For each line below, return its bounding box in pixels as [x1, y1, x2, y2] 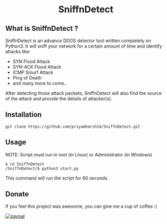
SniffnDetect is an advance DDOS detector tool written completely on [5, 37, 152, 44]
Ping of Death [12, 75, 42, 80]
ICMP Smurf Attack [12, 69, 54, 75]
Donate [5, 190, 29, 198]
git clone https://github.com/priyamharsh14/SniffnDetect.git [5, 124, 140, 129]
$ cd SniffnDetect [5, 161, 44, 167]
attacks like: [5, 49, 31, 54]
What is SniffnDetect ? [5, 24, 79, 33]
